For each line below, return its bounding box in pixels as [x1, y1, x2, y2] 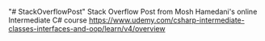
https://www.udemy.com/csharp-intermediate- [88, 15, 245, 25]
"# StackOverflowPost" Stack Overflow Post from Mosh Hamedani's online [8, 7, 258, 16]
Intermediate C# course [8, 15, 87, 25]
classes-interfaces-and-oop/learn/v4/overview [8, 24, 166, 33]
